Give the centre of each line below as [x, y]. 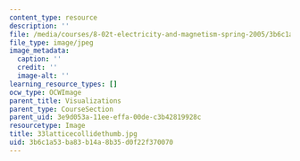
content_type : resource [54, 17]
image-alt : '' [43, 76]
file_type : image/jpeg [51, 42]
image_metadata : [39, 51]
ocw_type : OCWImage [46, 92]
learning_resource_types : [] [63, 84]
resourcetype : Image [48, 126]
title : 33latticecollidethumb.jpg [74, 134]
